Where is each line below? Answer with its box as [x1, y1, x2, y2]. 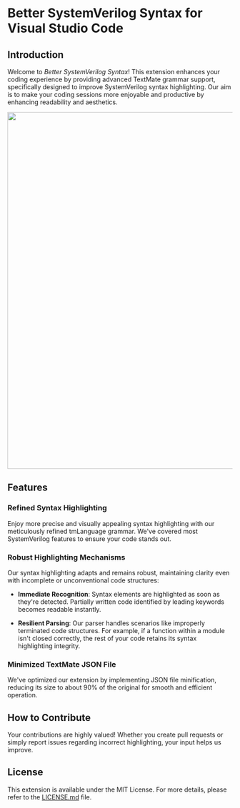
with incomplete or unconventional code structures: [7, 576, 159, 585]
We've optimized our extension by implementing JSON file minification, [7, 676, 216, 685]
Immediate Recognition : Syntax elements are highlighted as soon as [17, 590, 220, 598]
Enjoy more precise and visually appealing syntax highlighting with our [7, 519, 215, 527]
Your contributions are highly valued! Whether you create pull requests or [7, 730, 224, 739]
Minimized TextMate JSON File [7, 659, 116, 669]
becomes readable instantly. [17, 605, 101, 613]
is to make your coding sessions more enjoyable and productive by [7, 91, 205, 99]
